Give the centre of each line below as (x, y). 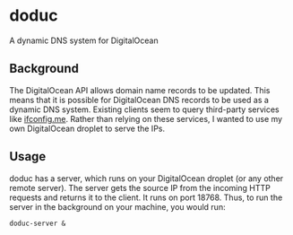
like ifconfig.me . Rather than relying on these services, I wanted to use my (146, 118)
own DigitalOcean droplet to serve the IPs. (87, 128)
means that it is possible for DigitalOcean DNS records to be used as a (139, 100)
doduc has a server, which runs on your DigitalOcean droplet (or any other (146, 178)
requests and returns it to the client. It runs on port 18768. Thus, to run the (146, 197)
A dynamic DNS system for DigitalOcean (84, 40)
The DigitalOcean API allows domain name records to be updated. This (140, 90)
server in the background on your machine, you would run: (117, 206)
